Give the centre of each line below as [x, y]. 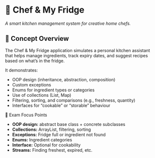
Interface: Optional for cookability [46, 145]
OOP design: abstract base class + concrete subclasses [69, 124]
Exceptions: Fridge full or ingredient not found [59, 134]
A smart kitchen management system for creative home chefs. [68, 23]
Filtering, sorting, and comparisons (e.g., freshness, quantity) [74, 100]
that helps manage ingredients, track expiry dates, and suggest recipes [77, 55]
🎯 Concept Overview [37, 39]
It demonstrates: [21, 70]
